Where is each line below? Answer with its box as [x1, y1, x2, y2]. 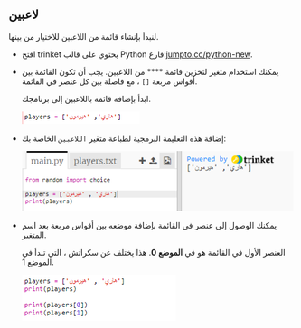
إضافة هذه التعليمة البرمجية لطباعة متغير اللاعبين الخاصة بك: [21, 133, 227, 144]
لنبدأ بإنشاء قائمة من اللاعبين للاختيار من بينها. [8, 31, 159, 42]
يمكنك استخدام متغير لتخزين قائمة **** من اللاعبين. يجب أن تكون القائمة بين [21, 66, 279, 77]
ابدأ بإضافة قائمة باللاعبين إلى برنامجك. [21, 93, 151, 104]
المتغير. [21, 230, 47, 240]
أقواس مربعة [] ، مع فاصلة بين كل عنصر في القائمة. [21, 76, 198, 87]
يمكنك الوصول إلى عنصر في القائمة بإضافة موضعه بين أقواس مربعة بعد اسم [21, 220, 277, 231]
